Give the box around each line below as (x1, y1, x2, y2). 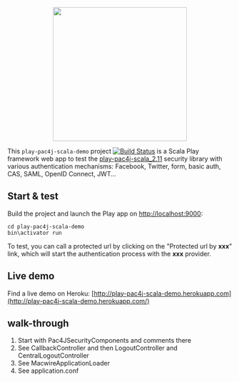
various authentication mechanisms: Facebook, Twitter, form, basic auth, (7, 162, 221, 171)
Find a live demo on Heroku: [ (7, 289, 94, 298)
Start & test (7, 190, 59, 203)
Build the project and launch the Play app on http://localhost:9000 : (7, 209, 203, 218)
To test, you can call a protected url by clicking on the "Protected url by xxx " (7, 241, 233, 250)
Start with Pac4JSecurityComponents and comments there (17, 336, 192, 345)
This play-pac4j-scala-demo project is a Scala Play (7, 147, 200, 155)
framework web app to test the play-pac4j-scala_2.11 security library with (7, 154, 223, 163)
